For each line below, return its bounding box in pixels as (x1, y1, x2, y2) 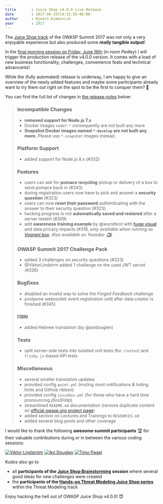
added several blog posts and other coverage (24, 418, 116, 424)
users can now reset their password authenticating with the (24, 200, 145, 206)
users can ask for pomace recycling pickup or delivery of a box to (24, 180, 158, 185)
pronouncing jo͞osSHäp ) (24, 397, 73, 403)
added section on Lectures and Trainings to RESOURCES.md (24, 412, 140, 418)
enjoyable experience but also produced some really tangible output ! (5, 40, 145, 46)
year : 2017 (5, 21, 45, 26)
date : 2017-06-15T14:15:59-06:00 (5, 12, 91, 17)
